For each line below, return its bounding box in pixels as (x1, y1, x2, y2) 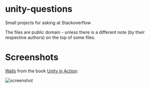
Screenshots (5, 52, 59, 63)
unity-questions (5, 3, 73, 15)
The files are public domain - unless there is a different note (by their (5, 29, 145, 35)
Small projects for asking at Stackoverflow (5, 20, 91, 26)
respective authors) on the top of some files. (5, 34, 96, 40)
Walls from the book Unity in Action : (5, 68, 78, 74)
